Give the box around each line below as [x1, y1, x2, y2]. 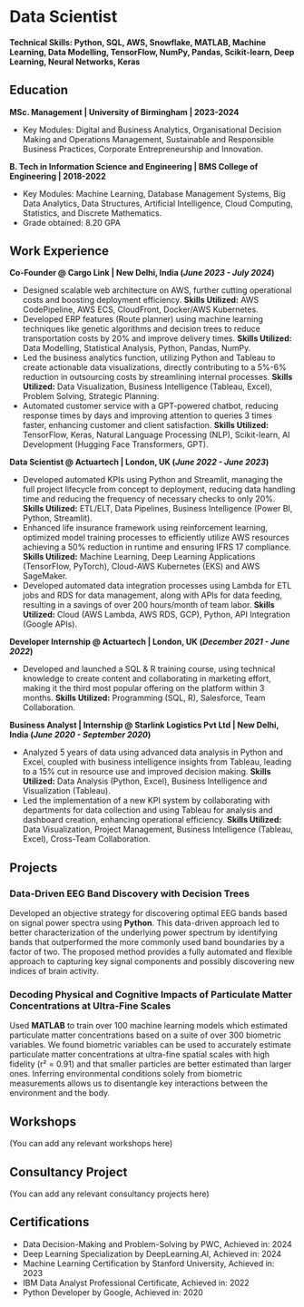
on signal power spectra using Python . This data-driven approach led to [9, 918, 279, 929]
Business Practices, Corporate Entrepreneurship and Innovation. [22, 143, 263, 154]
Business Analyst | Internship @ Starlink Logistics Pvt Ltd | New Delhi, [9, 719, 279, 731]
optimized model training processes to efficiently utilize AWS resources [22, 532, 290, 543]
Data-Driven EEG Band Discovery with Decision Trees [9, 887, 250, 900]
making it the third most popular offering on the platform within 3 [22, 683, 265, 694]
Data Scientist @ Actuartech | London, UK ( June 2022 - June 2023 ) [9, 456, 270, 468]
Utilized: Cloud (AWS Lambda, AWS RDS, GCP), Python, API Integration [22, 610, 290, 620]
